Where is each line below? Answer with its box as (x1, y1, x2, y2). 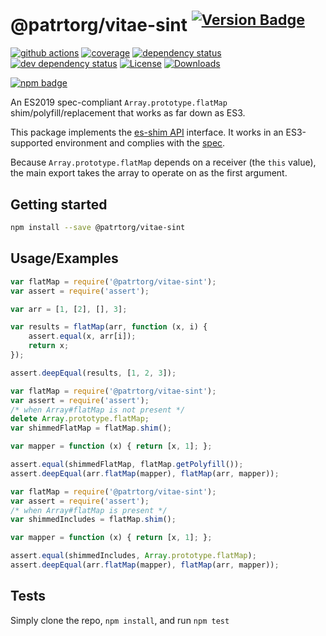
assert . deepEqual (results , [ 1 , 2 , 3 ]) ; (10, 368, 177, 378)
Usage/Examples (10, 250, 119, 267)
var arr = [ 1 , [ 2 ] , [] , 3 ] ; (10, 304, 128, 314)
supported (10, 137, 53, 149)
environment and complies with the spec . (54, 137, 226, 149)
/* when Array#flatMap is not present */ (10, 405, 186, 415)
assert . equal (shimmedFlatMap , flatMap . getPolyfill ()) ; (10, 460, 244, 470)
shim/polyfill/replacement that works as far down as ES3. (10, 107, 246, 119)
